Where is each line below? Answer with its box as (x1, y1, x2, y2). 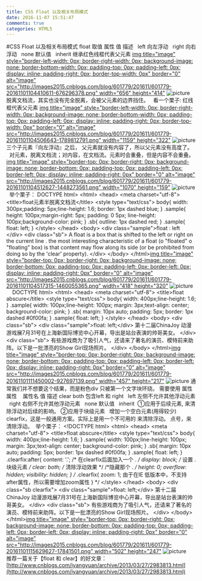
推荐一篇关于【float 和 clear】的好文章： (6, 555, 107, 562)
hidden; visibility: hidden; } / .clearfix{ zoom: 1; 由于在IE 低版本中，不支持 (6, 471, 187, 478)
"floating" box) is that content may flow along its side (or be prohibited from (6, 244, 194, 251)
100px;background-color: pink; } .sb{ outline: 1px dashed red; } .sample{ (6, 218, 186, 225)
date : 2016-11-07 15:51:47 (6, 14, 74, 21)
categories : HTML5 (6, 25, 52, 32)
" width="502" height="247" (90, 548, 162, 555)
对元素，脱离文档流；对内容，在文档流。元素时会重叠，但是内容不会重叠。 (8, 152, 194, 159)
